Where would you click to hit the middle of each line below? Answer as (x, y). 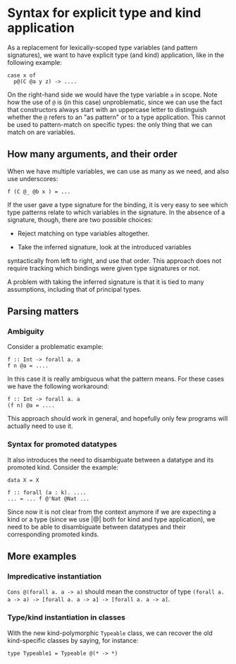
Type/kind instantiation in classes (66, 617)
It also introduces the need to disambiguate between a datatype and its (111, 460)
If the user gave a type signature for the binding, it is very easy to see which (118, 204)
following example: (35, 62)
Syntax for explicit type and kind (104, 13)
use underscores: (33, 178)
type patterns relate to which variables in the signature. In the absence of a (116, 212)
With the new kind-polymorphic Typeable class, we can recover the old (110, 633)
